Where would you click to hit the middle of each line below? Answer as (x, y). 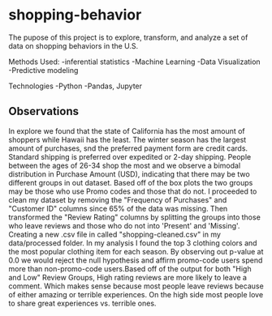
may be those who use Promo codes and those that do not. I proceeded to (133, 191)
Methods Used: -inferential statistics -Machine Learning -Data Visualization (135, 62)
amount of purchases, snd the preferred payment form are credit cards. (128, 148)
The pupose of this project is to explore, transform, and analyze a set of (128, 37)
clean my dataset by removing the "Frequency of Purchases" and (118, 199)
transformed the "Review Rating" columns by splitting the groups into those (135, 217)
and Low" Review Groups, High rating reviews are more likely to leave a (128, 277)
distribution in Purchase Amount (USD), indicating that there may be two (129, 174)
